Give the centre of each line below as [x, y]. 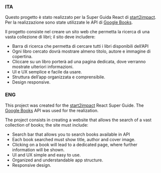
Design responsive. [31, 82]
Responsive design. [32, 165]
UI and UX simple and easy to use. [46, 155]
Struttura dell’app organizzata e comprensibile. [59, 77]
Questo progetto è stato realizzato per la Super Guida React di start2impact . [80, 17]
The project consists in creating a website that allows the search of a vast [78, 120]
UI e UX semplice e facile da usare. [47, 72]
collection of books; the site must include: [47, 125]
